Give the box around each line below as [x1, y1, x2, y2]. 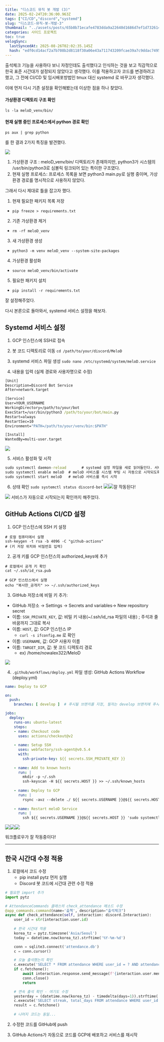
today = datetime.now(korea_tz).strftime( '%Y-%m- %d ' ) [14, 935, 125, 940]
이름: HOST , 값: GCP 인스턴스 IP [12, 626, 72, 632]
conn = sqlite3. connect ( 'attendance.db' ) [14, 944, 99, 949]
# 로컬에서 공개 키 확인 [5, 564, 46, 569]
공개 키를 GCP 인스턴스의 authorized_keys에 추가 [12, 553, 108, 559]
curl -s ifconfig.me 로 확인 [19, 632, 76, 638]
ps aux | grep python [5, 130, 49, 135]
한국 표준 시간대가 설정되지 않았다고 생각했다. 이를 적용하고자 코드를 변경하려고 [5, 68, 155, 74]
